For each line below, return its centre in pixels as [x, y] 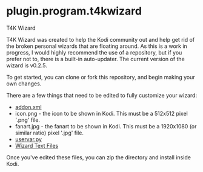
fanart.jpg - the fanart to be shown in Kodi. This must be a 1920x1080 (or [106, 126]
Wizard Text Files [37, 145]
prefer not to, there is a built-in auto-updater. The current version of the [95, 59]
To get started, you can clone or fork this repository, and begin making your [101, 77]
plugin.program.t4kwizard [74, 11]
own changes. [24, 84]
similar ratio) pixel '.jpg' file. [49, 133]
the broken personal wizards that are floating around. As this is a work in [97, 46]
